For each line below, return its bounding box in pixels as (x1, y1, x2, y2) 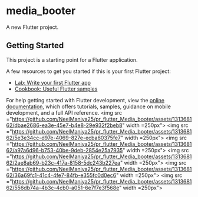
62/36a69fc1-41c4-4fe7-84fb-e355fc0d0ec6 (6, 172, 117, 179)
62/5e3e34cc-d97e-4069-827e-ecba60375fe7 (6, 134, 121, 141)
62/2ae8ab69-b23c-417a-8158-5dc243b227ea (6, 159, 121, 166)
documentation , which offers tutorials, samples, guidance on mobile (6, 103, 171, 110)
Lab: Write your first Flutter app (14, 79, 91, 86)
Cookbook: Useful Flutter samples (14, 85, 98, 92)
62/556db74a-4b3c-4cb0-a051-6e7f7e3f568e (6, 184, 120, 191)
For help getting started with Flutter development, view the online (6, 96, 165, 103)
